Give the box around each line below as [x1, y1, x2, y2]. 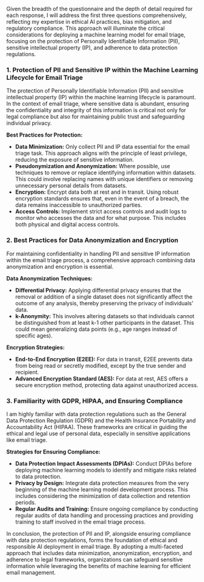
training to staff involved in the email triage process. [15, 518, 146, 525]
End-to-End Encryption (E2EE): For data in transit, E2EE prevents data [15, 355, 193, 363]
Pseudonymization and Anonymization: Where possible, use [15, 163, 171, 170]
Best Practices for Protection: [6, 131, 83, 139]
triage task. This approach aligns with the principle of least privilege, [15, 149, 188, 157]
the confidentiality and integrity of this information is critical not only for [6, 107, 186, 114]
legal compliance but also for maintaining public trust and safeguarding [6, 113, 185, 121]
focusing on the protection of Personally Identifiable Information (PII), [6, 38, 180, 44]
